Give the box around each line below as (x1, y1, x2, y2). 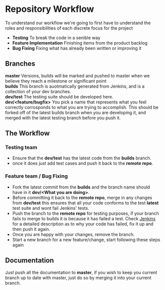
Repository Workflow (5, 3, 94, 15)
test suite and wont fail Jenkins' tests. (12, 205, 89, 211)
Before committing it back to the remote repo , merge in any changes (12, 194, 152, 200)
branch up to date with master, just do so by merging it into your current (5, 275, 152, 281)
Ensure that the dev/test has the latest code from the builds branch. (12, 155, 152, 161)
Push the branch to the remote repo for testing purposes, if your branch (12, 210, 159, 216)
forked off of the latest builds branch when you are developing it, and (5, 109, 146, 115)
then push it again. (12, 226, 50, 232)
